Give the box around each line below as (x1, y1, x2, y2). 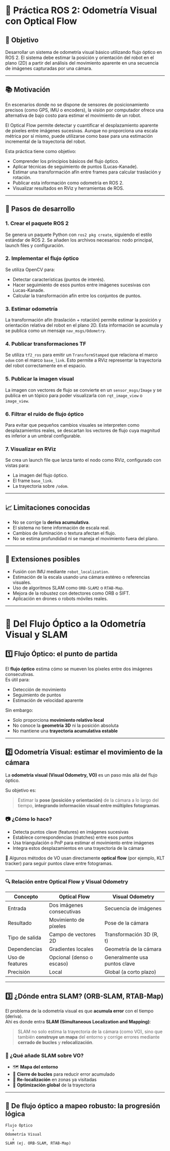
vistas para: (5, 462, 30, 468)
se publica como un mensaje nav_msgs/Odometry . (5, 328, 106, 334)
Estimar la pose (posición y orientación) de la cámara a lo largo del (17, 797, 159, 803)
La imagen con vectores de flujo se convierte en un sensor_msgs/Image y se (5, 387, 162, 393)
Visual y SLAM (5, 629, 68, 640)
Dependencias (8, 946, 42, 953)
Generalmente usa (104, 954, 148, 961)
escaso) (49, 960, 68, 967)
